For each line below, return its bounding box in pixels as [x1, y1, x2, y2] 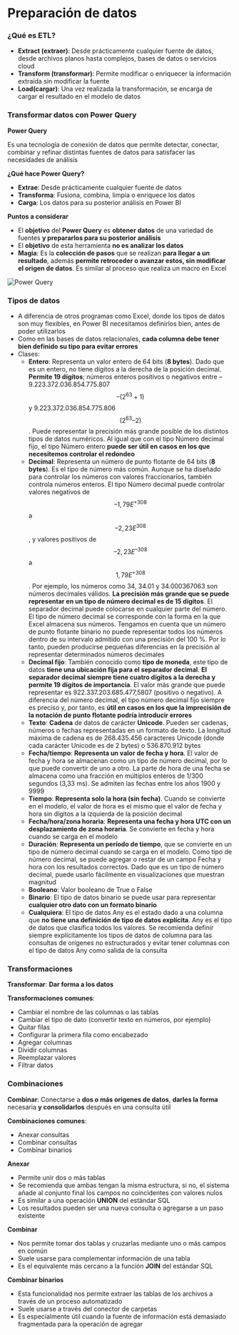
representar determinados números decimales [28, 650, 165, 659]
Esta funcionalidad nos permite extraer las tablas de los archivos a [17, 1289, 213, 1298]
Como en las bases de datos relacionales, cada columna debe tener [17, 334, 220, 344]
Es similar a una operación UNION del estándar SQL [17, 1196, 171, 1204]
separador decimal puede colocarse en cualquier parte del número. [28, 605, 227, 614]
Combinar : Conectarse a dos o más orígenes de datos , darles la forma [7, 1095, 218, 1104]
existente [17, 1211, 45, 1219]
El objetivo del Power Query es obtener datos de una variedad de [17, 226, 214, 234]
